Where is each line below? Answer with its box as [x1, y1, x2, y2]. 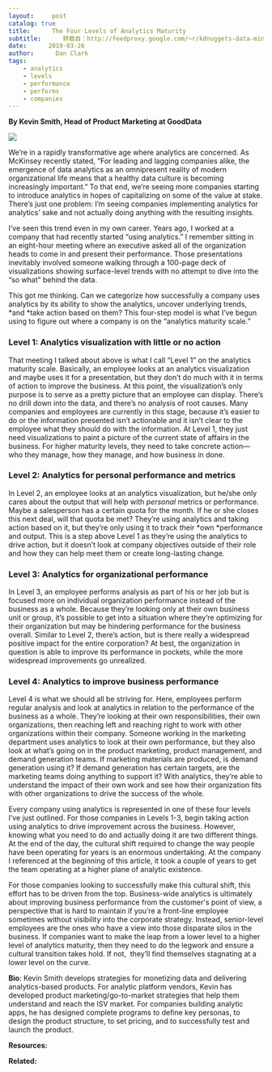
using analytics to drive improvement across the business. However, [8, 822, 236, 832]
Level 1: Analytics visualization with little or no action [8, 337, 221, 348]
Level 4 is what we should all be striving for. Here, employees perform [8, 694, 242, 704]
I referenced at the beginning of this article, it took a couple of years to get [8, 856, 257, 866]
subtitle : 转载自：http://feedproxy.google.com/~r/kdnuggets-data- [8, 34, 254, 43]
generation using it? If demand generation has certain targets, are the [8, 763, 240, 773]
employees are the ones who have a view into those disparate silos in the [8, 923, 253, 933]
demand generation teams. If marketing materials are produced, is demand [8, 754, 258, 765]
